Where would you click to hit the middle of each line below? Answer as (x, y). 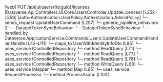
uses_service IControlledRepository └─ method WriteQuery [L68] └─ (74, 64)
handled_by (16, 33)
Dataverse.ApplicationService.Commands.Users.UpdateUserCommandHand (81, 38)
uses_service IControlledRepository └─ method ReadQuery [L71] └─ (73, 49)
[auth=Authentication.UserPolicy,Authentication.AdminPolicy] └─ (83, 17)
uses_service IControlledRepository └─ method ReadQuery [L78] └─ (73, 59)
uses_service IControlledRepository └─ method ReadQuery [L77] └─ (73, 54)
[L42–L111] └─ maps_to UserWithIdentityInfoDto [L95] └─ (83, 43)
